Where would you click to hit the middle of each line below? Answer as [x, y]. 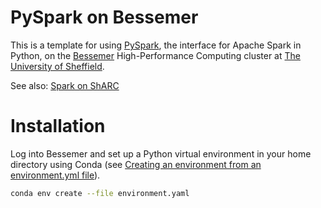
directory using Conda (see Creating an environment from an [136, 164]
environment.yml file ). [55, 175]
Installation [58, 126]
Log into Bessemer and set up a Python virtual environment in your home [161, 153]
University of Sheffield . [57, 66]
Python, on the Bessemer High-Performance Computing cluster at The [155, 55]
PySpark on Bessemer [104, 17]
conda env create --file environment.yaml [100, 193]
